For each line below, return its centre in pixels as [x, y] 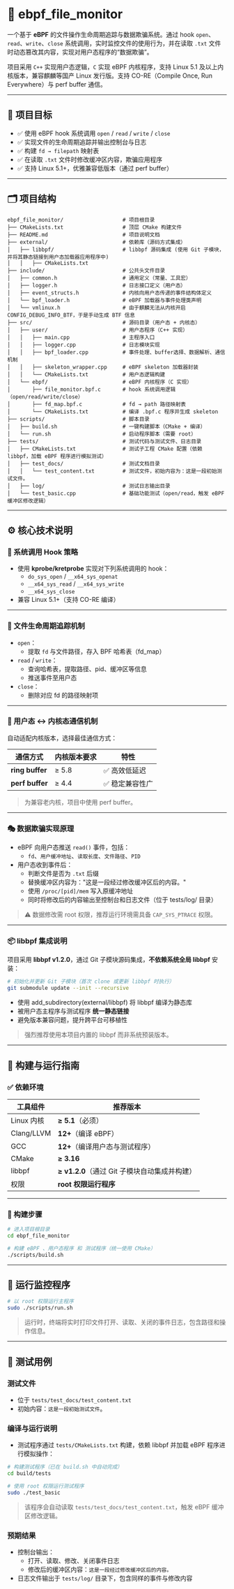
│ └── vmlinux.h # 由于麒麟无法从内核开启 [96, 308]
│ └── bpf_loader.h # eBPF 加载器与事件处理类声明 [104, 300]
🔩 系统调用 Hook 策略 [43, 552]
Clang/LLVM [31, 1133]
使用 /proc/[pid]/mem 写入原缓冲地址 [80, 891]
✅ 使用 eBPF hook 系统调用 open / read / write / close [94, 133]
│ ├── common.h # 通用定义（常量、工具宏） [99, 278]
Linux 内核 [28, 1120]
